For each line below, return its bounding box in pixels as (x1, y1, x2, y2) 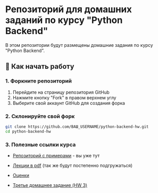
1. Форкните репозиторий (5, 77, 72, 85)
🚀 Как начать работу (5, 62, 75, 71)
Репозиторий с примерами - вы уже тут (12, 152, 100, 158)
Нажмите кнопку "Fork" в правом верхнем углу (12, 94, 117, 100)
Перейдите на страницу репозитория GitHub (12, 89, 110, 95)
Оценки (12, 172, 29, 178)
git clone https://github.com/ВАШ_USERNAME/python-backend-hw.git (5, 124, 149, 129)
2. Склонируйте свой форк (5, 113, 75, 120)
